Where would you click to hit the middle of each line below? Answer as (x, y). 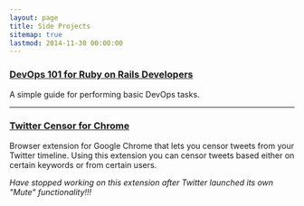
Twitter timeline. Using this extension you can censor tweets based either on (152, 155)
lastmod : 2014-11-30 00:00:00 (66, 43)
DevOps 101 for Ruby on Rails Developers (101, 75)
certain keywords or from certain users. (83, 164)
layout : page (34, 18)
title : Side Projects (50, 26)
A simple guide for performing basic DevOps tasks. (105, 94)
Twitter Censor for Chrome (69, 126)
